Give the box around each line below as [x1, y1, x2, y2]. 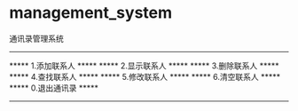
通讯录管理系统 [9, 33, 64, 44]
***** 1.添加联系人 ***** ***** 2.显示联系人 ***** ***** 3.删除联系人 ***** [9, 60, 279, 71]
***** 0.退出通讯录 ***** [9, 83, 99, 93]
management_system [9, 3, 173, 23]
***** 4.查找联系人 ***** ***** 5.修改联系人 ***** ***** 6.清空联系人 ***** [9, 71, 281, 82]
